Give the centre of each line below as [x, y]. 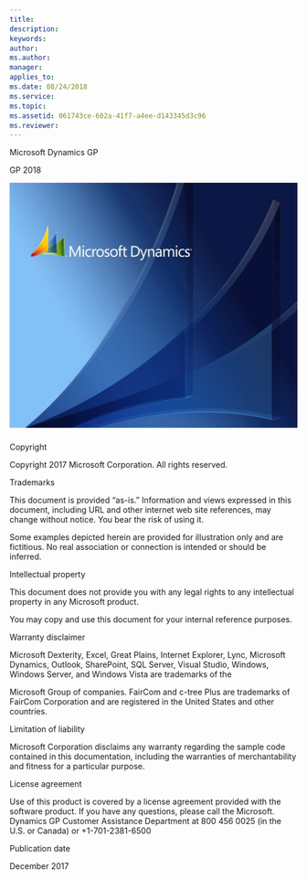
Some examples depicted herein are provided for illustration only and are [147, 537]
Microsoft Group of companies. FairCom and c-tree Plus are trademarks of [150, 692]
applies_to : [32, 78]
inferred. [26, 556]
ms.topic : [28, 106]
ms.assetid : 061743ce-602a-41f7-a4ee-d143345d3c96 [108, 116]
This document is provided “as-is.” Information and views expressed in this [151, 500]
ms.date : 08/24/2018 [49, 87]
